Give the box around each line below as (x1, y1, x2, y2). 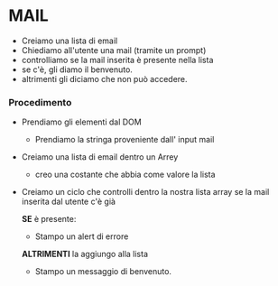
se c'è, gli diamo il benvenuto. (21, 64, 133, 75)
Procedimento (8, 96, 72, 108)
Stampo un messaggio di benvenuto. (34, 266, 172, 277)
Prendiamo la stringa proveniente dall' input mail (34, 134, 215, 145)
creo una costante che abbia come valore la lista (34, 169, 216, 180)
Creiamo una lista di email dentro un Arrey (21, 152, 179, 162)
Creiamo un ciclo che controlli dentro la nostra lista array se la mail (21, 187, 270, 198)
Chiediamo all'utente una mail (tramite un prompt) (21, 44, 207, 55)
